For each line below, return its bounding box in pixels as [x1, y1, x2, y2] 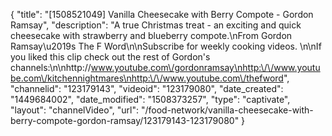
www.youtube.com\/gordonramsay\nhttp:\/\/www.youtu [90, 62, 321, 73]
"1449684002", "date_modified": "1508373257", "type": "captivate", [10, 94, 291, 105]
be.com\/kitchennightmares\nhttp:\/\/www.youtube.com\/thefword [10, 72, 284, 84]
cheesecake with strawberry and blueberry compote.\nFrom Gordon [10, 30, 293, 41]
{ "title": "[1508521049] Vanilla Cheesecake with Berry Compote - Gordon [10, 9, 314, 20]
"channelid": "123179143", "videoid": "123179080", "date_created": [10, 83, 284, 94]
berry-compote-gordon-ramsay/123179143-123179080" [10, 115, 240, 126]
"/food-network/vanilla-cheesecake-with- [140, 104, 314, 116]
